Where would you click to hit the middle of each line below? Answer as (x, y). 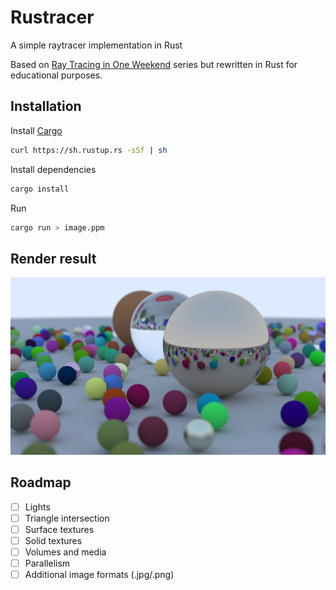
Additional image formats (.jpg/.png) (99, 574)
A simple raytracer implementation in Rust (96, 45)
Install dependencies (53, 169)
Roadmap (41, 482)
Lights (37, 507)
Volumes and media (65, 552)
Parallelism (47, 563)
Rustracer (52, 17)
